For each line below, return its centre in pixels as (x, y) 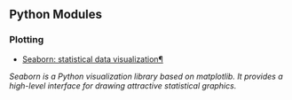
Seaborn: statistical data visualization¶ (93, 59)
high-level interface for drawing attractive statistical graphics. (123, 85)
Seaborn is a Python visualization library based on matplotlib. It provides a (146, 76)
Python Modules (56, 15)
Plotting (27, 40)
